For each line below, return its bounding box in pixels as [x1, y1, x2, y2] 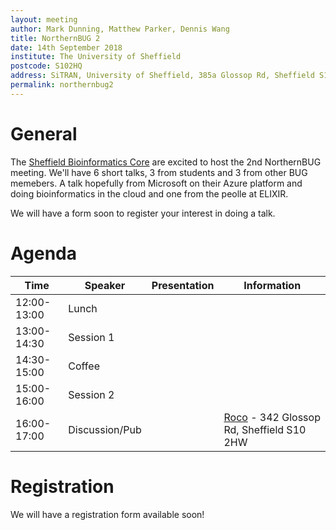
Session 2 [68, 387, 115, 401]
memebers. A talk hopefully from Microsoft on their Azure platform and [10, 177, 303, 189]
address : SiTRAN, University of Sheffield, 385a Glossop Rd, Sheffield [10, 71, 315, 81]
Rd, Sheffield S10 [223, 422, 307, 436]
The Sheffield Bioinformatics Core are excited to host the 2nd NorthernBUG [10, 156, 322, 168]
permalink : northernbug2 [10, 80, 114, 90]
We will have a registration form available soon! [10, 508, 205, 520]
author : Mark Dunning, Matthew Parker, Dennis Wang [10, 24, 230, 34]
